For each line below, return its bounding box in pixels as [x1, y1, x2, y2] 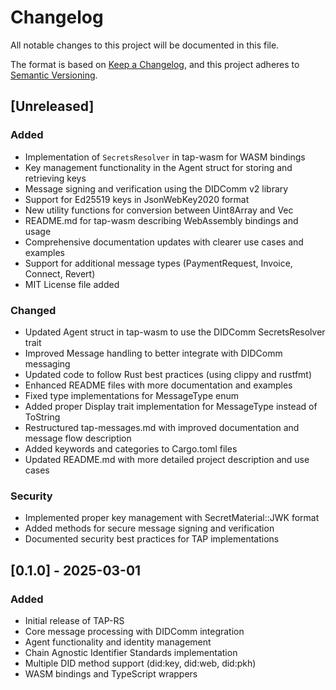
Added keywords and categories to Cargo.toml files [24, 442, 238, 455]
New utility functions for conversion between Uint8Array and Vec [24, 204, 294, 216]
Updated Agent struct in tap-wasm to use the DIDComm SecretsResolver [24, 326, 326, 338]
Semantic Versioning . [10, 69, 98, 81]
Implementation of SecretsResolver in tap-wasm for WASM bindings [24, 151, 306, 163]
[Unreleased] [10, 98, 95, 115]
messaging [24, 357, 71, 370]
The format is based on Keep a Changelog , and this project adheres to [10, 58, 300, 70]
